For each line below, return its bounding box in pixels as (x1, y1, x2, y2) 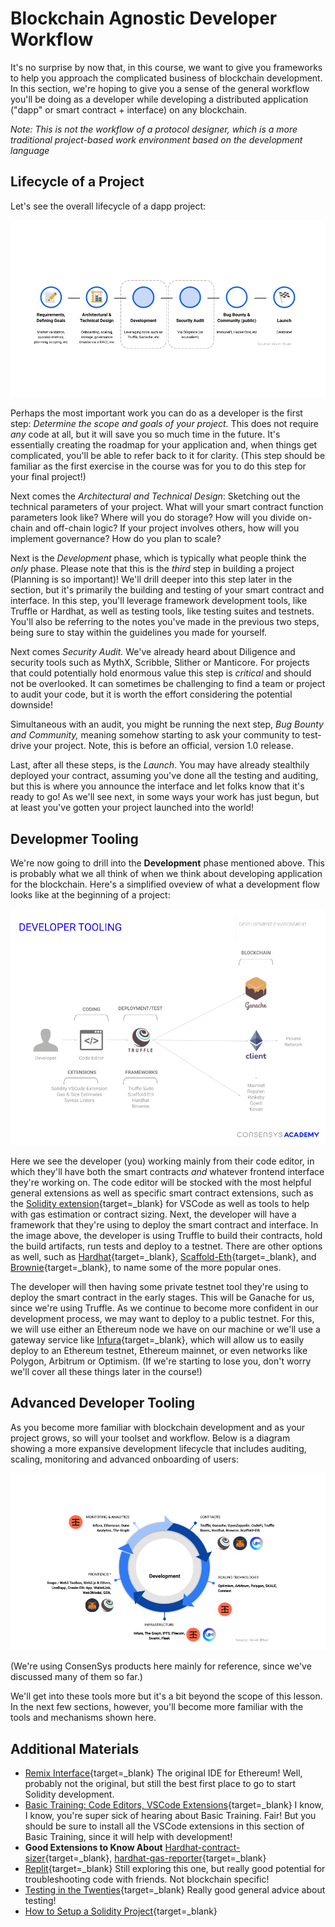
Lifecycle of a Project (10, 173, 145, 191)
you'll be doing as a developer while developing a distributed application (10, 93, 309, 105)
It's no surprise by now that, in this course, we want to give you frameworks (10, 61, 323, 73)
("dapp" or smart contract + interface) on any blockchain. (10, 103, 247, 116)
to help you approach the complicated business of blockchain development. (10, 72, 323, 84)
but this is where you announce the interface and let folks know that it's (10, 780, 305, 792)
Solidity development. (24, 1788, 115, 1801)
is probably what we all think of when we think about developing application (10, 868, 323, 880)
